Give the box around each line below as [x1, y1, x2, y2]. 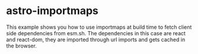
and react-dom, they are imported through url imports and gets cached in [6, 36, 186, 43]
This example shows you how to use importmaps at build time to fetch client [6, 23, 192, 31]
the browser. [6, 42, 37, 49]
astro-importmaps [6, 4, 99, 18]
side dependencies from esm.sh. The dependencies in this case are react [6, 29, 186, 36]
